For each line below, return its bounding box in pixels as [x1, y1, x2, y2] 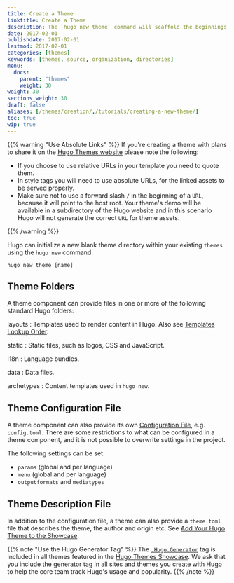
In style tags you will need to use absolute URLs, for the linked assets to [17, 176, 226, 184]
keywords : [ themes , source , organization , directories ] [7, 56, 174, 63]
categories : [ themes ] [7, 50, 71, 57]
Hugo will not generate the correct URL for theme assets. [17, 213, 180, 221]
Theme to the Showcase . [7, 531, 79, 540]
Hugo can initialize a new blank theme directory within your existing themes [7, 240, 223, 249]
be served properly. [17, 184, 75, 192]
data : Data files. [7, 369, 55, 377]
